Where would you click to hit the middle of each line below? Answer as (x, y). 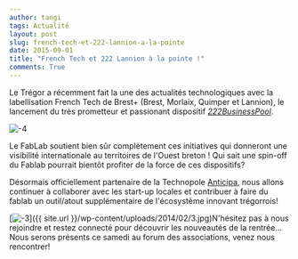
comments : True (37, 68)
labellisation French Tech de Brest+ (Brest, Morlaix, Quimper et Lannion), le (147, 101)
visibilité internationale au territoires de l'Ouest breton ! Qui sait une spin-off (148, 155)
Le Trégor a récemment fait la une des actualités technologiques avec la (141, 92)
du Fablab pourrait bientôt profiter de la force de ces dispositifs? (127, 165)
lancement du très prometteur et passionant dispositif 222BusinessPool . (141, 111)
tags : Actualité (39, 26)
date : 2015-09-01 (41, 51)
